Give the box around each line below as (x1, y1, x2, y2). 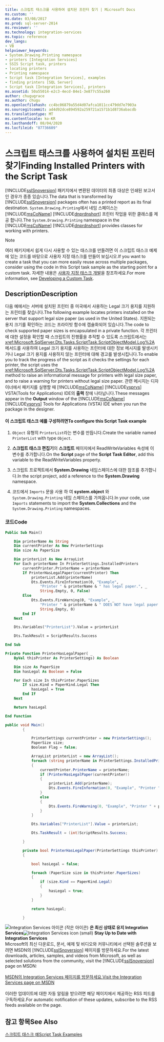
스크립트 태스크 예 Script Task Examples (5, 1032, 82, 1038)
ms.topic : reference (5, 35, 47, 40)
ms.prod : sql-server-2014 (5, 21, 58, 26)
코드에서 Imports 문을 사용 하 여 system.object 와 (12, 489, 109, 495)
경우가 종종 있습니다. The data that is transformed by (10, 194, 113, 199)
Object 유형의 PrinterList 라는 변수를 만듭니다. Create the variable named (12, 430, 156, 435)
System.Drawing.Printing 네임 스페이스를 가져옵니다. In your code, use (12, 495, 150, 501)
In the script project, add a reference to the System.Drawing (17, 473, 140, 479)
